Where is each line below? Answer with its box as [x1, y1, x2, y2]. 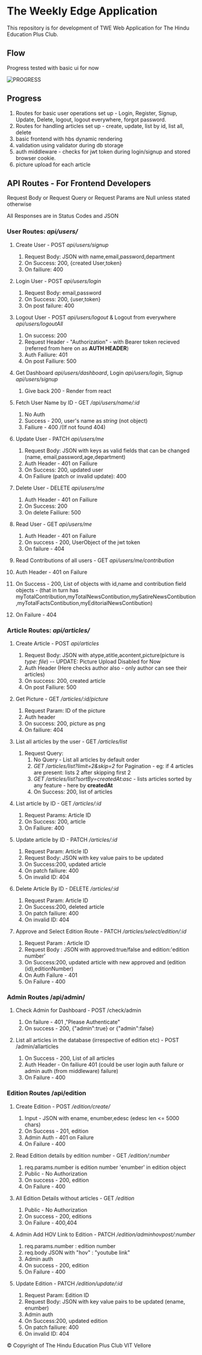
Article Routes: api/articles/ [7, 626, 90, 635]
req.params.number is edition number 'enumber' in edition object [24, 1164, 186, 1171]
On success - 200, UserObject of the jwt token [24, 539, 141, 546]
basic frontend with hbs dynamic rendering [15, 135, 123, 143]
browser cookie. [15, 154, 56, 161]
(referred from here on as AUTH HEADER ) [24, 344, 129, 351]
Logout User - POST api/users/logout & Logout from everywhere [15, 313, 176, 321]
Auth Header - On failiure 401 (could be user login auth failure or [24, 1061, 184, 1068]
